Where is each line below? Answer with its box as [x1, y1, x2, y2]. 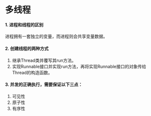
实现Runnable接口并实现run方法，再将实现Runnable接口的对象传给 [12, 63, 147, 69]
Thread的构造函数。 [12, 69, 53, 76]
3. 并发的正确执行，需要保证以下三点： [5, 81, 83, 88]
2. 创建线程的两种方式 [5, 45, 49, 51]
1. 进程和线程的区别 [5, 21, 44, 27]
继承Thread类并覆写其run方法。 [12, 57, 76, 63]
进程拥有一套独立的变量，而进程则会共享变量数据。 [5, 34, 108, 39]
